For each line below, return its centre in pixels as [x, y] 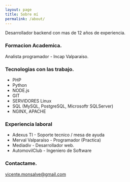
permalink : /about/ [25, 19]
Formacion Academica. [33, 46]
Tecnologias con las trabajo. [40, 69]
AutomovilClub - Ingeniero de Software [52, 150]
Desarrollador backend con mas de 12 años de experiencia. [65, 33]
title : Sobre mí [22, 14]
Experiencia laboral [29, 124]
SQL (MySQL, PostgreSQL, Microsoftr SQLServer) [63, 106]
